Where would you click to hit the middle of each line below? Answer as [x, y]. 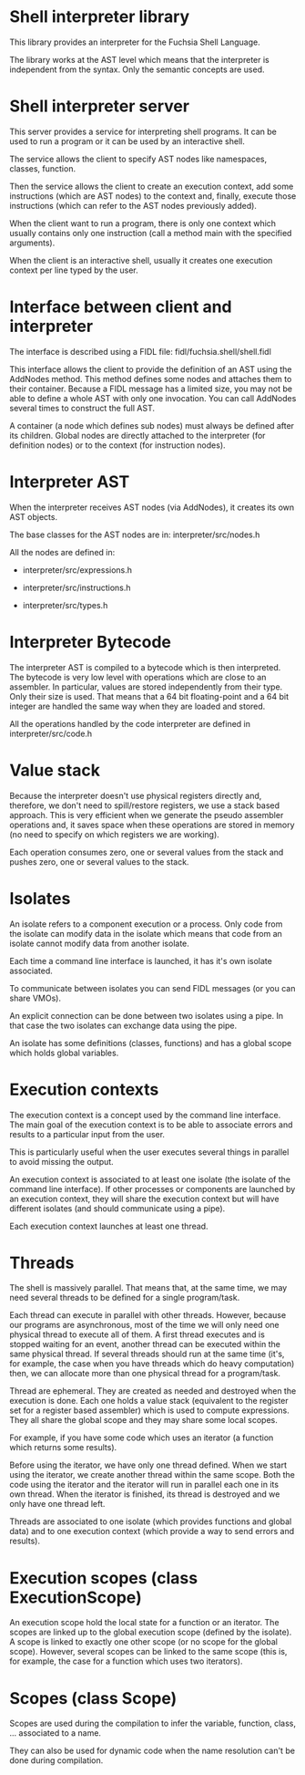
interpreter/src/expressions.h [77, 570]
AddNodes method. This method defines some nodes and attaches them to [151, 379]
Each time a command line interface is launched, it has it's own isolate [141, 960]
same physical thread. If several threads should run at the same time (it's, [147, 1354]
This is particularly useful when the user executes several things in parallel [149, 1152]
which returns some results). [63, 1448]
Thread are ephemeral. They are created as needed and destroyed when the [153, 1391]
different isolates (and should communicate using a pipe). [117, 1208]
